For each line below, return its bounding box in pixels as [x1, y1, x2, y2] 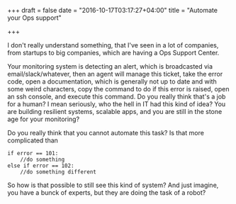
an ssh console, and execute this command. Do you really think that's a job [7, 92, 226, 101]
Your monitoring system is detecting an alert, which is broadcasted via [7, 62, 213, 70]
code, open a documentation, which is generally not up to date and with [7, 77, 218, 86]
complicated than [7, 136, 59, 144]
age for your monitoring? [7, 115, 80, 123]
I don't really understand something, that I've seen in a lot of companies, [7, 41, 219, 49]
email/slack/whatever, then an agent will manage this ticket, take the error [7, 70, 223, 78]
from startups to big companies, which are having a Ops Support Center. [7, 49, 220, 57]
